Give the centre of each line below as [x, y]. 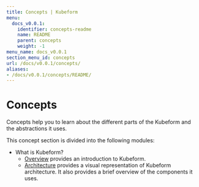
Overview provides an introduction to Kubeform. [85, 159]
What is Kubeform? [39, 152]
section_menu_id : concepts [41, 58]
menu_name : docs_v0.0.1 [37, 52]
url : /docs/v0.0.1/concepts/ [43, 63]
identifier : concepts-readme [54, 29]
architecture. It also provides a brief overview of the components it [108, 172]
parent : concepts [39, 40]
